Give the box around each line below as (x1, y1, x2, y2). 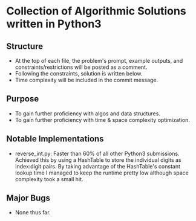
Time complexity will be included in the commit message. (15, 77, 158, 83)
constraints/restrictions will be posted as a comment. (15, 63, 148, 71)
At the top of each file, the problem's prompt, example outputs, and (15, 57, 183, 64)
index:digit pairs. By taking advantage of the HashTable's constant (15, 162, 180, 170)
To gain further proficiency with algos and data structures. (15, 110, 160, 117)
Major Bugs (6, 193, 50, 203)
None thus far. (15, 209, 51, 216)
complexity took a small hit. (15, 175, 83, 182)
